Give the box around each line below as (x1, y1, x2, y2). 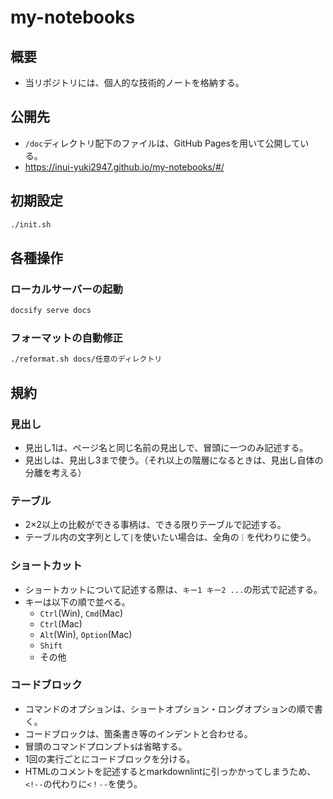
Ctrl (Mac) (39, 617, 83, 630)
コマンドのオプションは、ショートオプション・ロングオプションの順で (24, 702, 315, 715)
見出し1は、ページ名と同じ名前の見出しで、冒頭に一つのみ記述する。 (24, 441, 309, 453)
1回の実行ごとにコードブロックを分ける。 (24, 752, 196, 765)
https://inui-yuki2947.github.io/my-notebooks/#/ (24, 161, 225, 173)
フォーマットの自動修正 (10, 331, 123, 345)
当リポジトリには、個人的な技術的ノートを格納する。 (24, 77, 245, 88)
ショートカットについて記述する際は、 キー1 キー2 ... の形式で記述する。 (24, 583, 323, 595)
